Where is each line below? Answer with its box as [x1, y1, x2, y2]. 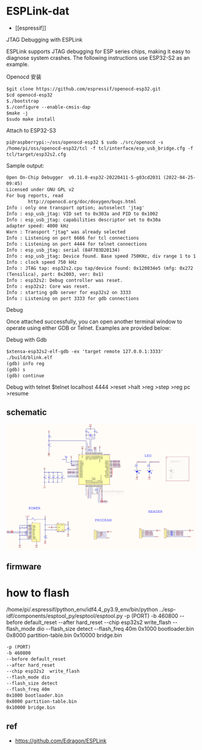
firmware [6, 562, 42, 572]
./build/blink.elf [6, 354, 53, 361]
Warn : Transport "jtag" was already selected [6, 229, 126, 235]
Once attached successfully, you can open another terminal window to [6, 318, 183, 325]
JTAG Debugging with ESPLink [6, 36, 83, 43]
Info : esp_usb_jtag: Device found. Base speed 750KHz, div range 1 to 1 [6, 253, 197, 259]
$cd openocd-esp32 [6, 92, 53, 98]
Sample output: [6, 162, 44, 169]
